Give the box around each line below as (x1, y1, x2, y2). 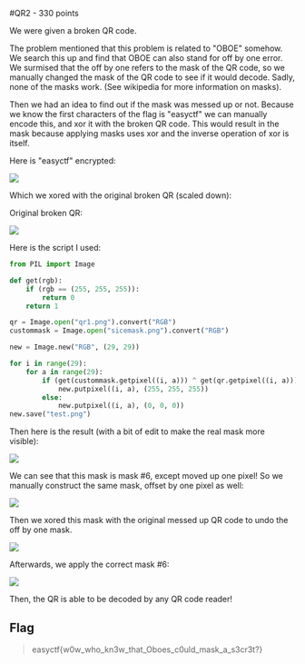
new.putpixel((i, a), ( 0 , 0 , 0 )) (57, 401, 184, 411)
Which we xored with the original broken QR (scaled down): (9, 190, 232, 201)
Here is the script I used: (9, 243, 102, 253)
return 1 (25, 302, 59, 311)
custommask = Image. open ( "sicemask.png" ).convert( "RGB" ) (9, 326, 230, 335)
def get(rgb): (9, 276, 64, 285)
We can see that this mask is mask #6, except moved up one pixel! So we (9, 471, 284, 481)
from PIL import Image (9, 260, 95, 269)
